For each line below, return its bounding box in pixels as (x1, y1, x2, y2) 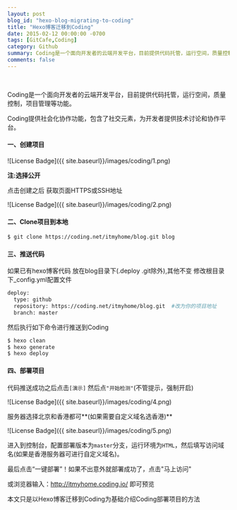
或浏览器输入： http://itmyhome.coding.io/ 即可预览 (7, 480, 155, 488)
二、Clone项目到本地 (7, 217, 68, 226)
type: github (13, 296, 52, 304)
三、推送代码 (7, 249, 44, 258)
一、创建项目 (7, 141, 44, 149)
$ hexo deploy (7, 350, 49, 357)
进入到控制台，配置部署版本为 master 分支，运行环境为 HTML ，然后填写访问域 (7, 441, 224, 449)
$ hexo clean (7, 337, 46, 344)
